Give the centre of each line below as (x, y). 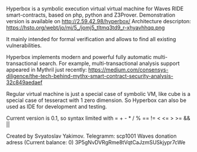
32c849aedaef (24, 82)
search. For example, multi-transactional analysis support (109, 63)
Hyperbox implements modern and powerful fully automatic (79, 57)
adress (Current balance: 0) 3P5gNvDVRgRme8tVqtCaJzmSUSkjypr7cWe (96, 142)
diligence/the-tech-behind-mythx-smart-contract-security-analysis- (90, 76)
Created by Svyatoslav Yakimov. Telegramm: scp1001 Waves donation (91, 136)
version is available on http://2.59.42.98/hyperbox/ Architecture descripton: (99, 21)
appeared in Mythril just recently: (47, 70)
